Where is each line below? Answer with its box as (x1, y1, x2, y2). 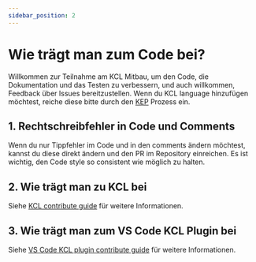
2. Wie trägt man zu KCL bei (8, 180, 147, 193)
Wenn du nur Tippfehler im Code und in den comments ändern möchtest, (8, 140, 246, 150)
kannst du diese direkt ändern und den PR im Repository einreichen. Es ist (8, 149, 248, 159)
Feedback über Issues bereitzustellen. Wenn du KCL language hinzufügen (8, 88, 249, 98)
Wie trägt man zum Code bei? (8, 45, 206, 63)
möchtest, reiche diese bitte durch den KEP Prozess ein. (8, 96, 191, 107)
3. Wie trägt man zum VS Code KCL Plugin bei (8, 224, 237, 238)
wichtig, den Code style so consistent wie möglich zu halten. (8, 157, 206, 167)
